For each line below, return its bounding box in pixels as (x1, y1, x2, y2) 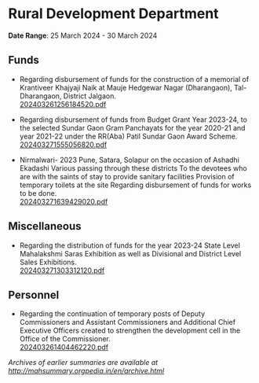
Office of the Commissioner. (19, 334, 111, 344)
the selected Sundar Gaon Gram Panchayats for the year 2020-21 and (19, 123, 246, 132)
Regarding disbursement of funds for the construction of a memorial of (19, 74, 250, 83)
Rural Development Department (8, 5, 219, 23)
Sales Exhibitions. (19, 257, 77, 267)
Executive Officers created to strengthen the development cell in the (19, 326, 241, 335)
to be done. (19, 188, 57, 197)
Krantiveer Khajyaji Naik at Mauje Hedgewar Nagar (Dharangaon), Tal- (19, 83, 247, 92)
